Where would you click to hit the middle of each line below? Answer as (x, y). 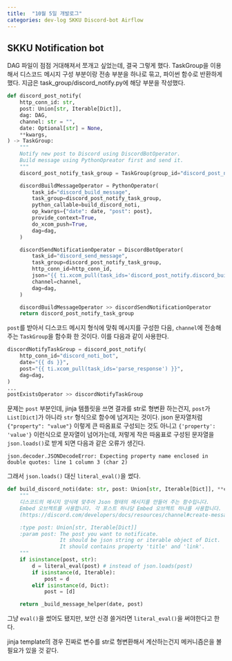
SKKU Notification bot (56, 48)
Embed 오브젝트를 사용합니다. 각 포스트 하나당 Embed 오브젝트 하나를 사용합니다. (121, 508)
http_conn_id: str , (48, 102)
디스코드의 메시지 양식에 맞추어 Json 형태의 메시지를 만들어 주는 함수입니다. (114, 502)
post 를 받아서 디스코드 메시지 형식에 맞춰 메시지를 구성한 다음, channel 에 (105, 328)
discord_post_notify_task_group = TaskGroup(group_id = (100, 173)
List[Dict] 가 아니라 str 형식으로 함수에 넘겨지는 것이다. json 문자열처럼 (105, 417)
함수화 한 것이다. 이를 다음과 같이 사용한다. (112, 336)
